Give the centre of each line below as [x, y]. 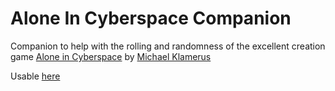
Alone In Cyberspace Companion [151, 18]
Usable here [35, 76]
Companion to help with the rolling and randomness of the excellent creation [168, 46]
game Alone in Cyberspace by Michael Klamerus [111, 56]
